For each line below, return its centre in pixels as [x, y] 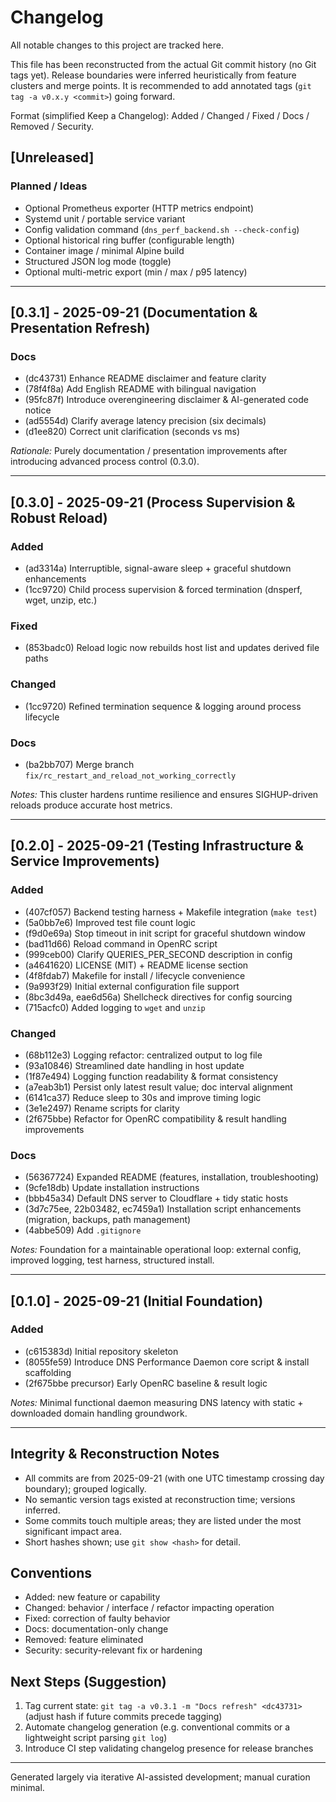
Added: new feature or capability [92, 1597]
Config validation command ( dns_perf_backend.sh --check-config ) [162, 229]
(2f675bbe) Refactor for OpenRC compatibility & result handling [155, 1118]
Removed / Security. [52, 126]
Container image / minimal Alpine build [104, 250]
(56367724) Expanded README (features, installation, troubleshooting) [172, 1177]
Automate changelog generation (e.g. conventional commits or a [157, 1727]
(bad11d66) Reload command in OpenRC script [121, 943]
